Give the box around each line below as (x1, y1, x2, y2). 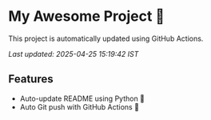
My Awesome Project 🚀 (8, 7, 165, 26)
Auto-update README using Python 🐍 (19, 94, 145, 103)
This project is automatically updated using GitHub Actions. (8, 34, 204, 43)
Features (8, 72, 54, 86)
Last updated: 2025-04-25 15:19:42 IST (8, 49, 139, 58)
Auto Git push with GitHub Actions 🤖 (19, 102, 140, 111)
